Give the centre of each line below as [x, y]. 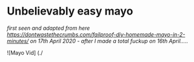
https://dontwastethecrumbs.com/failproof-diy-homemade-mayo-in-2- [96, 34]
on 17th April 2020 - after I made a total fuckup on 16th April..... [109, 41]
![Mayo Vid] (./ [25, 52]
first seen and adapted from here [48, 28]
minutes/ [18, 41]
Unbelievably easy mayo [70, 11]
